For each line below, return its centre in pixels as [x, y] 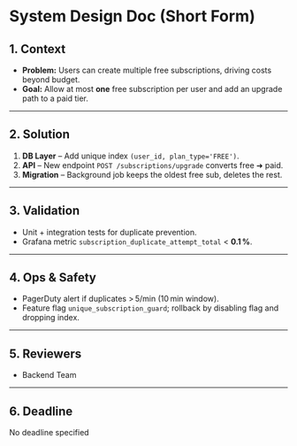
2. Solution [40, 135]
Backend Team [49, 375]
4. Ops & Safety [53, 277]
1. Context [38, 49]
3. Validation [45, 211]
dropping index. [50, 318]
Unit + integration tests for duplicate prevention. [109, 232]
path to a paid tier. [55, 98]
